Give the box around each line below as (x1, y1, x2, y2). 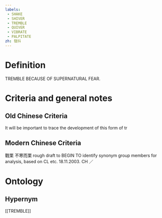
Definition (5, 59, 46, 70)
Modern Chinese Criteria (5, 139, 81, 147)
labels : (5, 7, 21, 12)
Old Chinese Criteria (5, 112, 68, 120)
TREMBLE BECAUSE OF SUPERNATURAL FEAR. (5, 76, 101, 82)
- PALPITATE (7, 34, 32, 39)
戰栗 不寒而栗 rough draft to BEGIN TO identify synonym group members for (5, 152, 157, 158)
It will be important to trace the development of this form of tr (5, 125, 128, 131)
